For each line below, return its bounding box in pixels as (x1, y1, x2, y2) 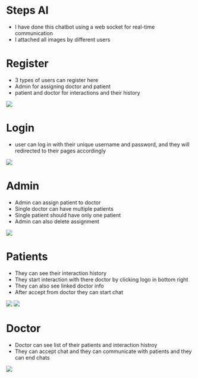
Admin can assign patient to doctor (14, 199, 101, 206)
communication (14, 29, 54, 36)
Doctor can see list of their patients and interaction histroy (14, 341, 158, 348)
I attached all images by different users (14, 36, 111, 43)
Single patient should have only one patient (14, 211, 121, 218)
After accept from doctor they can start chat (14, 288, 124, 295)
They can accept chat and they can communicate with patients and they (14, 348, 192, 355)
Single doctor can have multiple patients (14, 205, 114, 212)
